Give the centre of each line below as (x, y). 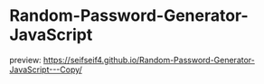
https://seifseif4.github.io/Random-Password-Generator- (149, 60)
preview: (26, 60)
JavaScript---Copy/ (46, 70)
